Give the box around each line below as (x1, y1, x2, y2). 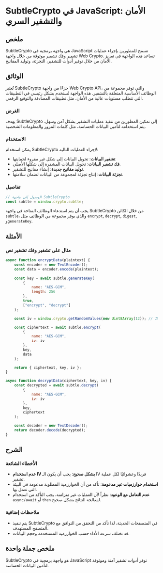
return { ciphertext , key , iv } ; (14, 365, 82, 370)
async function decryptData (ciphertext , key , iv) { (5, 379, 112, 383)
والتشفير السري (5, 16, 62, 27)
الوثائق (5, 72, 24, 80)
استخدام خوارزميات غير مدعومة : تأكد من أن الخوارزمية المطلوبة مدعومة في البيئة (12, 481, 158, 487)
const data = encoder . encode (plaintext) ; (14, 267, 99, 271)
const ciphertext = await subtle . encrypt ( (14, 325, 101, 330)
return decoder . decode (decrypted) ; (14, 428, 86, 433)
